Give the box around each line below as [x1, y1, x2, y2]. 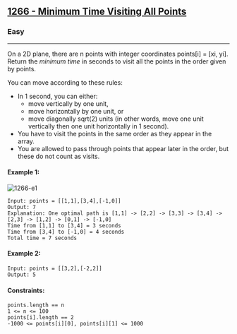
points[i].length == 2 [7, 314, 74, 321]
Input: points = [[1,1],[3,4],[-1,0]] [7, 197, 121, 204]
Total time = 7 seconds [7, 234, 78, 241]
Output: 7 [7, 203, 37, 210]
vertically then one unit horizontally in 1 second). [28, 121, 169, 130]
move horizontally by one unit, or [28, 107, 124, 115]
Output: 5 [7, 271, 37, 278]
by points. [7, 64, 37, 73]
